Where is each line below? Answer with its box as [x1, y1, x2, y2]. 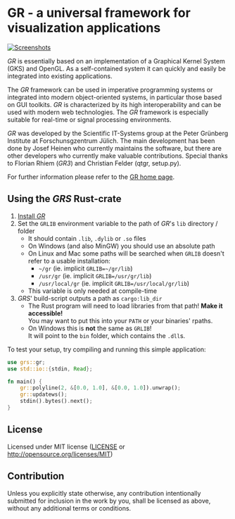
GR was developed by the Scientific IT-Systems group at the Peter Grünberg [7, 129, 229, 137]
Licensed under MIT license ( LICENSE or [7, 442, 125, 451]
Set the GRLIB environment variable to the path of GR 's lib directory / [17, 219, 218, 227]
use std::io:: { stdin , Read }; [7, 365, 93, 373]
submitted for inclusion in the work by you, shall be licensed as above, [7, 496, 211, 505]
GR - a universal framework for [7, 5, 191, 21]
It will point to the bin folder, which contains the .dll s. [27, 331, 186, 339]
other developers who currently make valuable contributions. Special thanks [7, 151, 229, 160]
